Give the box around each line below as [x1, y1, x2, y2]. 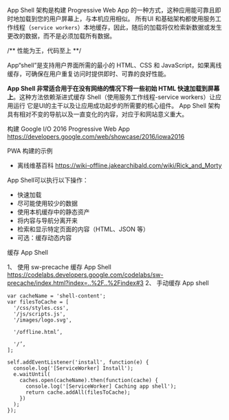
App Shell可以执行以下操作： [7, 176, 89, 184]
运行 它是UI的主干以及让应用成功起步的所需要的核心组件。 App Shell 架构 [12, 102, 220, 109]
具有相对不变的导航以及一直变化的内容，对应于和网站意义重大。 [7, 110, 188, 118]
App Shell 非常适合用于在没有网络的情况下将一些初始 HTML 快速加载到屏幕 [7, 85, 220, 92]
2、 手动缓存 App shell [145, 279, 209, 287]
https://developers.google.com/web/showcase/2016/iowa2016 [7, 133, 185, 140]
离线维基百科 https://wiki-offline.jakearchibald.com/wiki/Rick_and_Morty [17, 161, 222, 169]
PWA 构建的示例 [7, 147, 53, 155]
